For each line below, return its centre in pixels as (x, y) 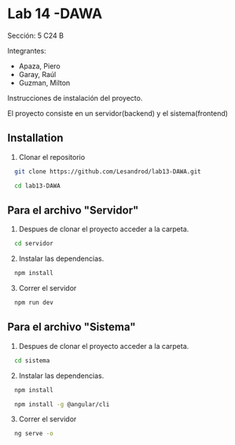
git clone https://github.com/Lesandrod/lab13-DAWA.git (108, 171)
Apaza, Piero (39, 66)
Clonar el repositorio (52, 157)
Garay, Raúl (37, 74)
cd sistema (32, 360)
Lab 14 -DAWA (55, 14)
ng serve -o (34, 434)
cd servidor (34, 244)
